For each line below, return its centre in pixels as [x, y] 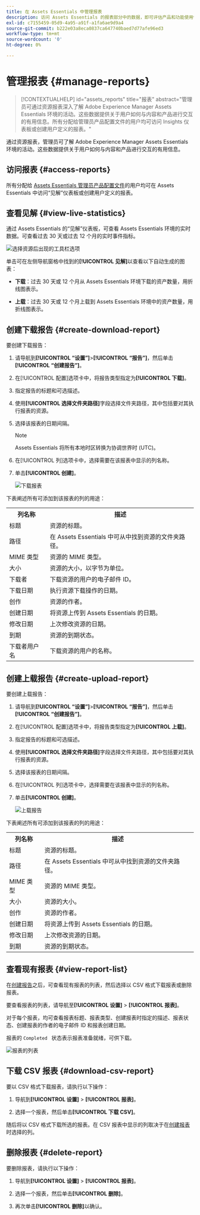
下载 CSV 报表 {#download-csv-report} [80, 1071]
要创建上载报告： [27, 694]
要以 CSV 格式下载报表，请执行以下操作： [57, 1086]
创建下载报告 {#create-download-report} [83, 329]
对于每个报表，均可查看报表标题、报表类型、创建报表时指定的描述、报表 [95, 1018]
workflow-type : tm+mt [33, 34]
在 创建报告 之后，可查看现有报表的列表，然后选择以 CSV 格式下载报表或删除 [99, 985]
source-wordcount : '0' [34, 39]
